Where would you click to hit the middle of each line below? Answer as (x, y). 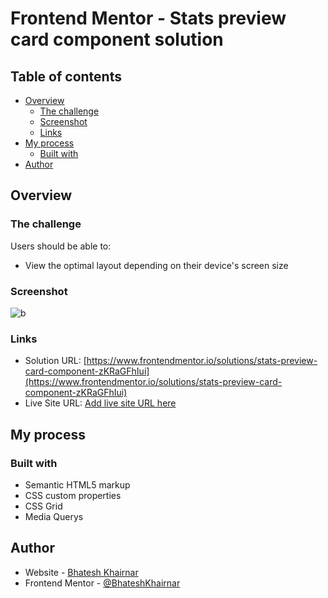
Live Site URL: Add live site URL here (100, 403)
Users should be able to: (61, 246)
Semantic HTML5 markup (77, 484)
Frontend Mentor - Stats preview (148, 18)
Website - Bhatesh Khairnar (81, 572)
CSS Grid (43, 506)
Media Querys (54, 516)
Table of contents (66, 76)
